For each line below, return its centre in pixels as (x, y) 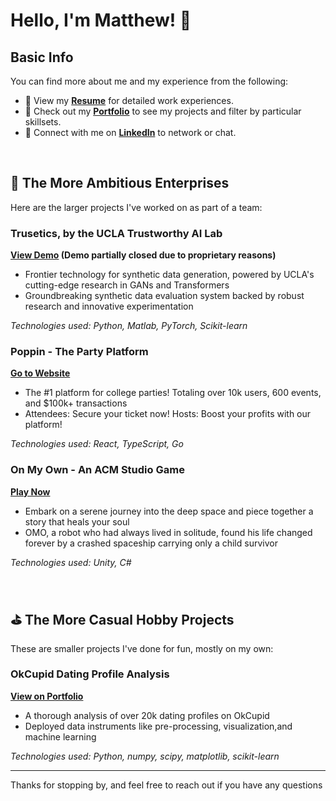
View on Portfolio (47, 696)
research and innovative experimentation (109, 306)
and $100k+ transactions (76, 403)
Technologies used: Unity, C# (71, 562)
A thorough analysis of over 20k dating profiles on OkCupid (147, 715)
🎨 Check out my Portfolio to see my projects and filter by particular (163, 111)
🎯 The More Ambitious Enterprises (120, 183)
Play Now (30, 491)
